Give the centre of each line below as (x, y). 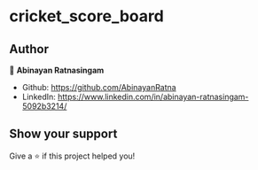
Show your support (63, 134)
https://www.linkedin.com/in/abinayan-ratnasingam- (153, 97)
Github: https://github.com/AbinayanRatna (99, 87)
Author (29, 49)
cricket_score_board (86, 16)
